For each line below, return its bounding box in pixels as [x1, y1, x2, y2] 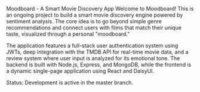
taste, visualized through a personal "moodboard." [6, 30, 130, 38]
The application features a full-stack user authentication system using [6, 42, 179, 49]
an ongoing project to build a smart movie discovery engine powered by [6, 11, 183, 19]
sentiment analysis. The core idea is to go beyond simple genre [6, 18, 162, 24]
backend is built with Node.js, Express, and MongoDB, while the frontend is [6, 61, 192, 68]
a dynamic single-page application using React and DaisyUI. [6, 68, 155, 74]
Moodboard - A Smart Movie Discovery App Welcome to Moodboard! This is [6, 5, 194, 12]
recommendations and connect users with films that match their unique [6, 24, 182, 31]
